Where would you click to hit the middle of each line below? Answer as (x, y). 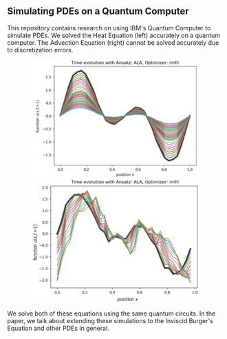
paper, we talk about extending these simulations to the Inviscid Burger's (110, 321)
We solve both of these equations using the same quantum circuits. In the (111, 314)
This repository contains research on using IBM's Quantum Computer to (109, 28)
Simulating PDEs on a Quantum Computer (98, 11)
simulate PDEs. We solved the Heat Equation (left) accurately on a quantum (114, 35)
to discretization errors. (40, 50)
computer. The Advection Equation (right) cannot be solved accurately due (113, 42)
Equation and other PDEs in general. (58, 328)
